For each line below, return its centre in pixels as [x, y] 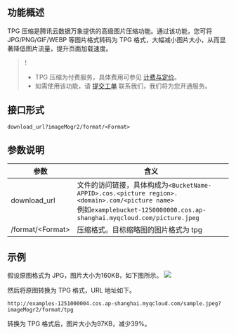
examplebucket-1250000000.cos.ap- [149, 210]
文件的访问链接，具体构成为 [123, 185]
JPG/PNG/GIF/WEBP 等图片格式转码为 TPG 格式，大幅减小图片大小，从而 [113, 39]
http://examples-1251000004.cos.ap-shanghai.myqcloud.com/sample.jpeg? [114, 304]
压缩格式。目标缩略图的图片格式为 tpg [139, 230]
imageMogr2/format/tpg [40, 310]
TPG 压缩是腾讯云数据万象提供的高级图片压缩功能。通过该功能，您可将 [110, 31]
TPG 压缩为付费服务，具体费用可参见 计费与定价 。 [107, 77]
